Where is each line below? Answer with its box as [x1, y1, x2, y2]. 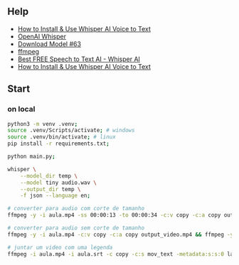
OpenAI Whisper [17, 32, 66, 40]
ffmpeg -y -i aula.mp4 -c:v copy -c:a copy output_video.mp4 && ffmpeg [7, 231, 224, 238]
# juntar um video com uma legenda [7, 244, 113, 251]
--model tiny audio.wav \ [20, 179, 97, 186]
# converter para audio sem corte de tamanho [7, 225, 144, 232]
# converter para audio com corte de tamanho [7, 205, 144, 212]
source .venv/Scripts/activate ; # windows [7, 127, 135, 134]
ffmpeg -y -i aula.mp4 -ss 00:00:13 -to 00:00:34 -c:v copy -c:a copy [7, 212, 221, 219]
